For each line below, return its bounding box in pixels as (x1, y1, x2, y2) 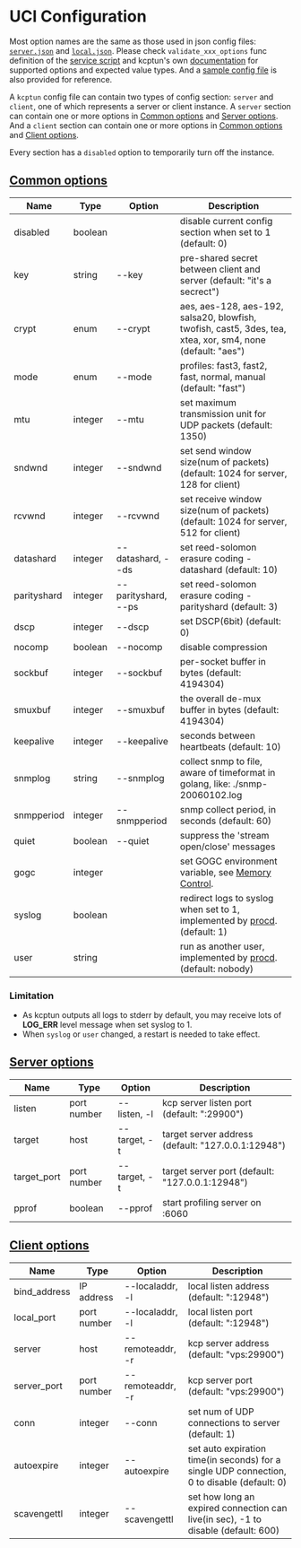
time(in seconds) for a (187, 1453, 281, 1465)
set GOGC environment (179, 855, 278, 867)
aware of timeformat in (179, 766, 276, 778)
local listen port (187, 1305, 254, 1318)
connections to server (187, 1416, 280, 1429)
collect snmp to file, (179, 755, 262, 768)
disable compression (179, 640, 268, 653)
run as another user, (179, 940, 265, 952)
